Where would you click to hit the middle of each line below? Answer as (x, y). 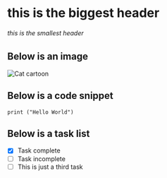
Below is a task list (49, 134)
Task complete (39, 150)
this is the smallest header (46, 32)
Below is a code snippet (61, 96)
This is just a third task (50, 167)
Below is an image (48, 57)
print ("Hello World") (41, 112)
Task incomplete (41, 159)
